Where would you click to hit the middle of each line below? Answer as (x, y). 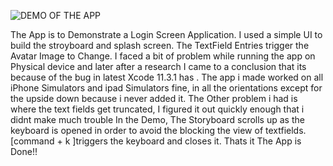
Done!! (24, 151)
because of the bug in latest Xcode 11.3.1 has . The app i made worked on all (167, 77)
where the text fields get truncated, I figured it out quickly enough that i (157, 109)
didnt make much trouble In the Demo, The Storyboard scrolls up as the (157, 119)
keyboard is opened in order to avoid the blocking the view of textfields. (158, 130)
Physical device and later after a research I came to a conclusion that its (158, 66)
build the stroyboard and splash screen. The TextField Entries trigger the (160, 45)
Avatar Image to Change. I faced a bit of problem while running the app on (163, 56)
